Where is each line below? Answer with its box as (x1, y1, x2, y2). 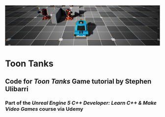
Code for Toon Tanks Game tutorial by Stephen (5, 78, 152, 86)
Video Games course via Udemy (5, 106, 83, 113)
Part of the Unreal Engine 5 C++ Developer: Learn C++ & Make (5, 99, 157, 106)
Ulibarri (5, 85, 28, 93)
